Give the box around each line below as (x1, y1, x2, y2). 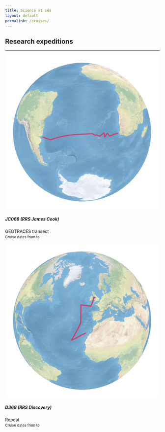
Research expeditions (5, 37, 74, 45)
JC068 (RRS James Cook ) (5, 216, 59, 222)
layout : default (5, 13, 38, 18)
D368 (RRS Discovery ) (5, 404, 52, 410)
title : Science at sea (5, 8, 52, 13)
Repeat (5, 417, 20, 423)
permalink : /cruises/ (5, 18, 50, 23)
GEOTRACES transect (5, 228, 49, 234)
